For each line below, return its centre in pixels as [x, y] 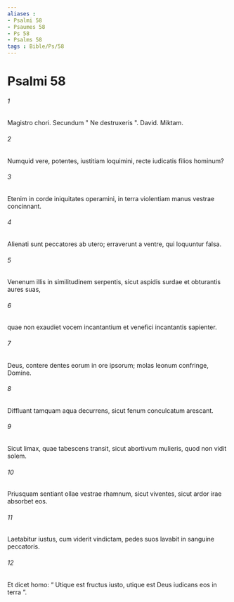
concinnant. [25, 206]
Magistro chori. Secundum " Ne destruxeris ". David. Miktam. [96, 123]
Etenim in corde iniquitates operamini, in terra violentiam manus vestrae [111, 198]
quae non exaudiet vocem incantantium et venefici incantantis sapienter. [112, 327]
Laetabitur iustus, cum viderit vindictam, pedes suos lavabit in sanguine [111, 539]
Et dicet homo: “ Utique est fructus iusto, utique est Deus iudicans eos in [112, 584]
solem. [17, 456]
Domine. [19, 373]
